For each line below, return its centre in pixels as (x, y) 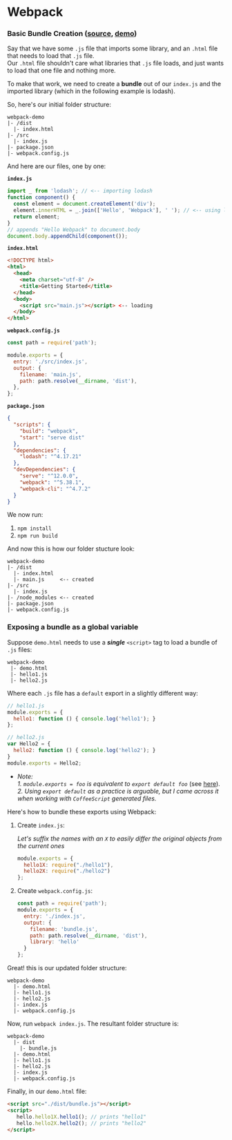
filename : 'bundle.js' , (64, 929)
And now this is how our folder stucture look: (71, 549)
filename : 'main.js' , (50, 374)
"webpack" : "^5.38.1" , (52, 482)
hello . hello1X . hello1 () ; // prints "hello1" (81, 1117)
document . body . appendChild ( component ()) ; (68, 236)
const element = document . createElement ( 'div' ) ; (85, 204)
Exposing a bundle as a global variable (73, 627)
